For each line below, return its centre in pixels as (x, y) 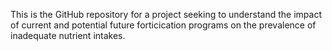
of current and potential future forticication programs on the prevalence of (163, 25)
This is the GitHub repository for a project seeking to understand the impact (166, 14)
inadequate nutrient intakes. (68, 35)
